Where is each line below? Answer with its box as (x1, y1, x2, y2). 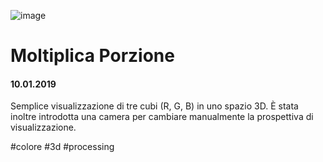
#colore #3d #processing (10, 141, 115, 153)
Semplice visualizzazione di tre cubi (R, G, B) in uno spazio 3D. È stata (10, 100, 299, 112)
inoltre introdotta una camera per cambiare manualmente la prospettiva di (10, 111, 314, 123)
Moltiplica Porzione (10, 45, 175, 67)
